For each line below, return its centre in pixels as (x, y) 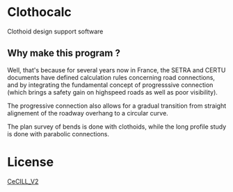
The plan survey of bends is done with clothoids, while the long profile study (117, 127)
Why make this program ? (64, 53)
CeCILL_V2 (23, 181)
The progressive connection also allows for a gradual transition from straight (117, 106)
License (31, 162)
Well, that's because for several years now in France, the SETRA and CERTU (116, 70)
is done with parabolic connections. (58, 134)
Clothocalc (39, 12)
